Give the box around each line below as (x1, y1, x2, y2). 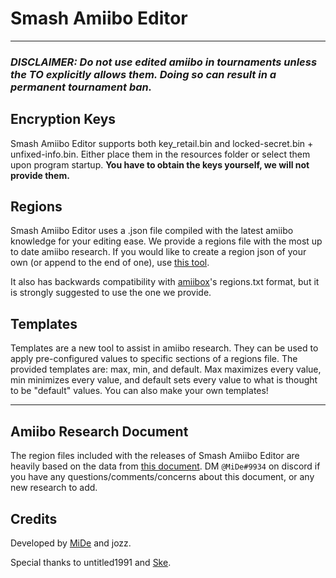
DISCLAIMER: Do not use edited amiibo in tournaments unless (10, 55, 318, 69)
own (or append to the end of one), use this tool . (10, 257, 210, 269)
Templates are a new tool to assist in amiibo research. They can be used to (10, 342, 319, 354)
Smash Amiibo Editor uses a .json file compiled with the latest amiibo (10, 225, 294, 237)
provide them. (10, 169, 70, 181)
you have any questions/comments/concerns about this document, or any (10, 471, 315, 483)
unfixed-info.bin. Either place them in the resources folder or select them (10, 148, 311, 160)
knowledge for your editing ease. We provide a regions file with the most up (10, 235, 323, 247)
